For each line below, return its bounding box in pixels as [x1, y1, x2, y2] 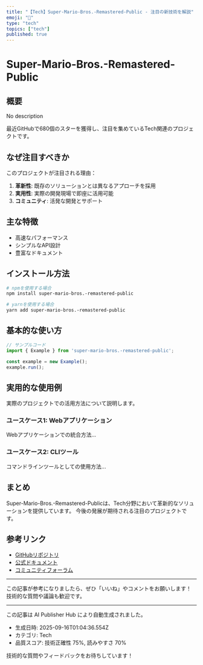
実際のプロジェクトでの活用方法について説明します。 [6, 399, 138, 407]
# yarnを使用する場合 [6, 301, 54, 308]
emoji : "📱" [6, 15, 34, 21]
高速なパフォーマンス [14, 234, 68, 241]
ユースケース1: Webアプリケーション [6, 416, 112, 425]
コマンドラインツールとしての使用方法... [6, 463, 106, 470]
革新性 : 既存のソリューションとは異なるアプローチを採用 [14, 182, 156, 189]
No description [6, 113, 43, 120]
